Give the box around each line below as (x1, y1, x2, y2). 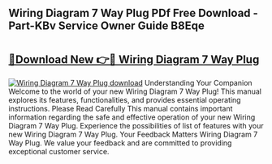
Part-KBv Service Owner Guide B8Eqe (8, 19, 205, 33)
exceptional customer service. (8, 147, 110, 156)
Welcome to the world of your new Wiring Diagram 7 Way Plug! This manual (8, 86, 262, 96)
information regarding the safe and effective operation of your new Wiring (8, 112, 256, 122)
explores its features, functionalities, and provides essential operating (8, 95, 241, 104)
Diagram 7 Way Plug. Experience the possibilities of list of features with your (8, 121, 264, 130)
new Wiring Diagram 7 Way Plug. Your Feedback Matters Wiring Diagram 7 (8, 129, 258, 139)
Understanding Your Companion (145, 78, 253, 87)
